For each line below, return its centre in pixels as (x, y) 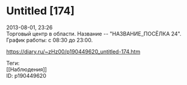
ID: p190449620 (26, 75)
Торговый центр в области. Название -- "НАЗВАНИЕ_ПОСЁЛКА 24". (94, 33)
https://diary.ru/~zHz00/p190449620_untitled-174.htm (73, 51)
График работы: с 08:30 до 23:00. (50, 40)
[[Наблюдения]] (26, 69)
